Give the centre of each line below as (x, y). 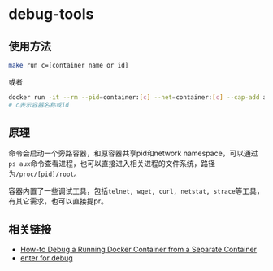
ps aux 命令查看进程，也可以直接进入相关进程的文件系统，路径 (112, 164)
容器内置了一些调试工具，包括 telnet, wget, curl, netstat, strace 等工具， (136, 191)
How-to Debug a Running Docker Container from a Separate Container (139, 250)
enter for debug (46, 258)
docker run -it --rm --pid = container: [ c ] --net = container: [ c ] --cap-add (134, 97)
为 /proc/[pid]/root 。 (45, 174)
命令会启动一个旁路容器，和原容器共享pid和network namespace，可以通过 (133, 153)
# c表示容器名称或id (39, 105)
